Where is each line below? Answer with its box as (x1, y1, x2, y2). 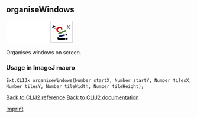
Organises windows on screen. (6, 48, 82, 55)
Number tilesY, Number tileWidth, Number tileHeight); (6, 84, 144, 90)
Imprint (6, 106, 24, 113)
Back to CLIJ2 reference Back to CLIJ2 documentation (6, 94, 139, 101)
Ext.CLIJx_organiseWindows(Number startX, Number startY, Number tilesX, (6, 78, 192, 84)
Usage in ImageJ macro (6, 63, 75, 71)
